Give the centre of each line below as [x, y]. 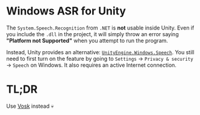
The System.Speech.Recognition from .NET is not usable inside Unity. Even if [100, 28]
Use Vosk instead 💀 [30, 106]
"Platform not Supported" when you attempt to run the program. [87, 40]
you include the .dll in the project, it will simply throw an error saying [92, 34]
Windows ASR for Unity [66, 11]
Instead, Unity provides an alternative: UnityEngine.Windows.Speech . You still [100, 52]
